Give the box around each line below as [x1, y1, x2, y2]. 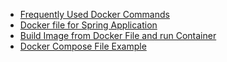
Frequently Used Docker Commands [19, 9, 170, 20]
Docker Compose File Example [19, 40, 147, 52]
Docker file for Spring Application [19, 19, 158, 31]
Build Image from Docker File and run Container [19, 30, 217, 41]
